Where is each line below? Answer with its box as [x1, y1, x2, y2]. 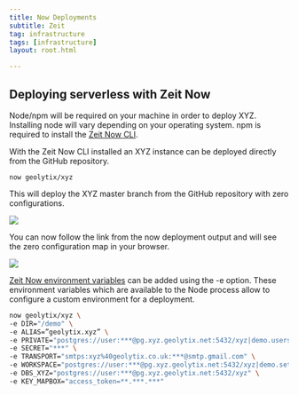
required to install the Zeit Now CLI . [9, 129, 139, 139]
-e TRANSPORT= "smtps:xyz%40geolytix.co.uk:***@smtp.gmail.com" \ [9, 352, 255, 361]
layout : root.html [9, 46, 77, 55]
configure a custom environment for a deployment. [9, 294, 195, 304]
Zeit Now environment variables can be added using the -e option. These [9, 274, 277, 285]
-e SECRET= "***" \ [9, 344, 77, 353]
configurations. [9, 197, 65, 209]
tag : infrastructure [9, 29, 86, 38]
